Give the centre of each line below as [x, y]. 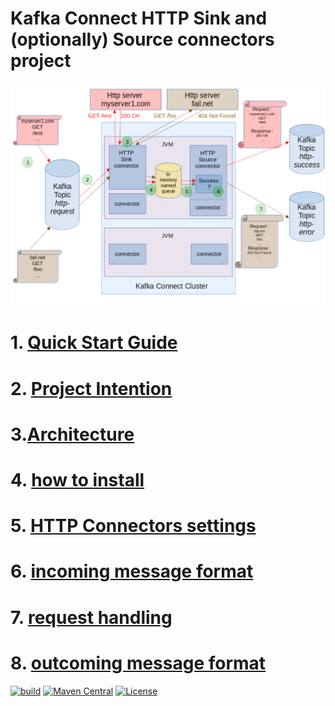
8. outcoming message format [138, 663]
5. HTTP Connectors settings [133, 526]
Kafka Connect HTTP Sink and [139, 18]
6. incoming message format [132, 571]
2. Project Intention [91, 388]
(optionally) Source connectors [142, 39]
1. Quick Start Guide [94, 343]
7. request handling [91, 617]
